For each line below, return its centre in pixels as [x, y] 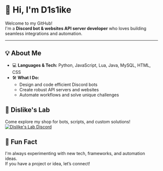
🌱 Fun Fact [21, 142]
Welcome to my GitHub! [29, 23]
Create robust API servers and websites [59, 89]
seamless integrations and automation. [44, 33]
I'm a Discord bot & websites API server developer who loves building [76, 28]
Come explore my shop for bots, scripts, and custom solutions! [68, 121]
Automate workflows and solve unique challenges [69, 95]
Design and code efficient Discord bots [58, 85]
